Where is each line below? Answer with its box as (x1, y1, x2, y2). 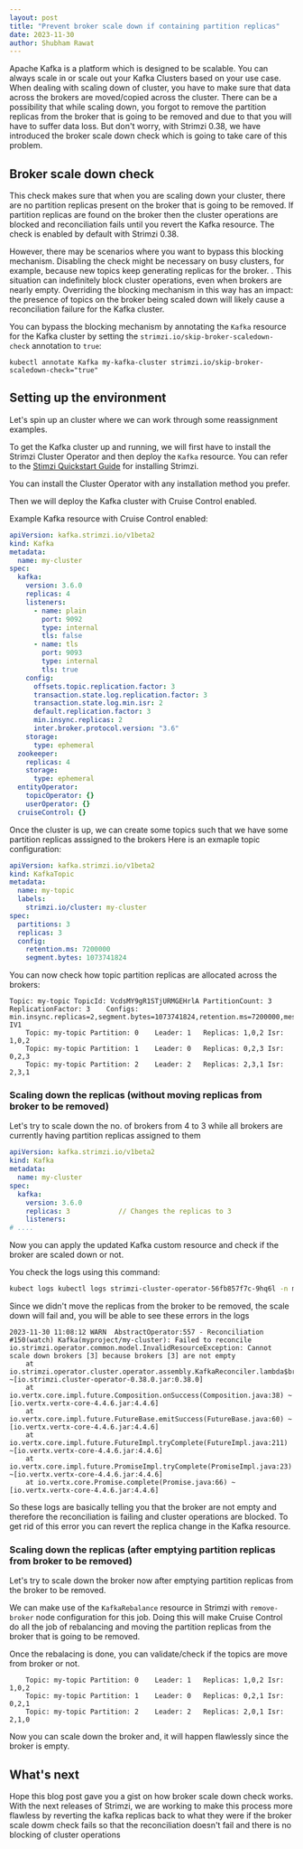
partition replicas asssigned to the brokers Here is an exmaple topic (9, 833, 261, 845)
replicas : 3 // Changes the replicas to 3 (25, 1206, 232, 1215)
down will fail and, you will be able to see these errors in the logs (9, 1310, 250, 1321)
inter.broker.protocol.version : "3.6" (32, 724, 179, 733)
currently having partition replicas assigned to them (9, 1131, 201, 1141)
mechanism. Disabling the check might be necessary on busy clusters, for (9, 256, 285, 267)
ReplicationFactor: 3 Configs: (9, 1005, 140, 1014)
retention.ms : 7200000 (25, 945, 111, 954)
